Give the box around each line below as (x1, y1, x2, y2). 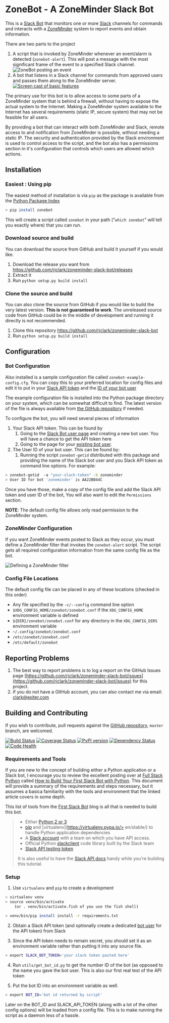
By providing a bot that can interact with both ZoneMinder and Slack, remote (5, 124, 164, 130)
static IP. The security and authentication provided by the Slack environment (5, 135, 164, 141)
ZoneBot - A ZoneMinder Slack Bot (5, 4, 154, 15)
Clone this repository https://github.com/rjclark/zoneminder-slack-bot (12, 327, 158, 333)
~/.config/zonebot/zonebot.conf (12, 629, 81, 634)
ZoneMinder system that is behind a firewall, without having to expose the (5, 98, 159, 104)
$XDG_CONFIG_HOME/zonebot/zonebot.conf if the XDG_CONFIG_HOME (12, 607, 144, 613)
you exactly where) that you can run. (5, 222, 82, 228)
